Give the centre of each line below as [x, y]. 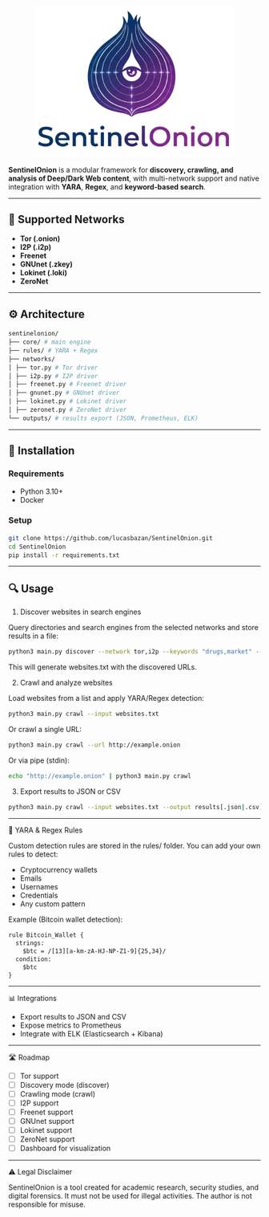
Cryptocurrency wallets [58, 869]
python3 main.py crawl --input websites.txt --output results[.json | [127, 807]
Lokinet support [46, 1130]
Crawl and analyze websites [66, 683]
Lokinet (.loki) [44, 273]
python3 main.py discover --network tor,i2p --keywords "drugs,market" [130, 652]
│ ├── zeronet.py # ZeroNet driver [68, 410]
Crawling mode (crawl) [58, 1093]
